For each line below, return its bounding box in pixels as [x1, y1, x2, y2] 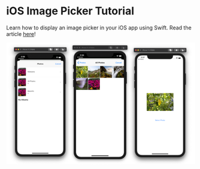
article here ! [6, 30, 36, 37]
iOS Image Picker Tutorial [6, 4, 135, 18]
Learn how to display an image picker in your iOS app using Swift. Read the [6, 24, 192, 31]
